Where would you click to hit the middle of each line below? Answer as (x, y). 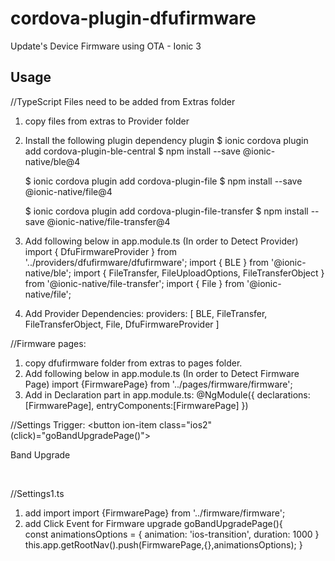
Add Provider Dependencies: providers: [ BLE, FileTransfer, (146, 313)
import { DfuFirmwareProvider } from (100, 251)
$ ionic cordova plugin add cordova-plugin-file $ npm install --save (163, 181)
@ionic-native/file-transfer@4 (108, 221)
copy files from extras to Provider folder (107, 121)
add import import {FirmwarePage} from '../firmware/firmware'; (155, 513)
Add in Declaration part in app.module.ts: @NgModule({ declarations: (167, 394)
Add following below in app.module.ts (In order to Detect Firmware (162, 373)
